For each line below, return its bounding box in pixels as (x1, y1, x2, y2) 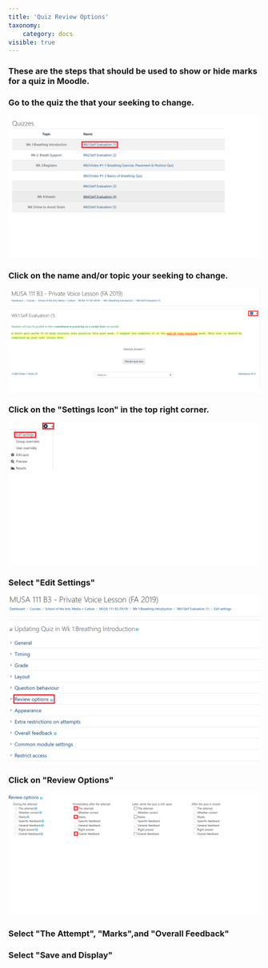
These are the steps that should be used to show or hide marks (8, 66, 258, 77)
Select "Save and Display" (8, 949, 114, 960)
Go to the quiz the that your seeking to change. (8, 97, 194, 108)
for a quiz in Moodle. (8, 76, 90, 87)
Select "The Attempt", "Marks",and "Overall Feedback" (8, 928, 230, 939)
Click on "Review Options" (8, 774, 114, 786)
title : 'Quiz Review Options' (8, 13, 110, 21)
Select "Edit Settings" (8, 577, 95, 588)
